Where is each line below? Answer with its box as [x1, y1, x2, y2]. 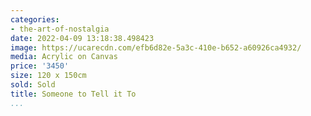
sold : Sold [10, 80, 56, 90]
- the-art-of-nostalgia [10, 24, 110, 34]
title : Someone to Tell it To [10, 89, 137, 99]
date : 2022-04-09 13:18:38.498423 [10, 33, 155, 43]
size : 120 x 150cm [10, 71, 87, 81]
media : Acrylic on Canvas [10, 52, 118, 62]
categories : [10, 14, 60, 25]
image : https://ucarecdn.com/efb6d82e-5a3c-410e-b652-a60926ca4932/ [10, 42, 302, 53]
